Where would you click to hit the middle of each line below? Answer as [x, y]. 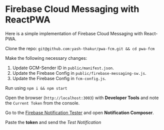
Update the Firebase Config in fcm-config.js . [59, 78]
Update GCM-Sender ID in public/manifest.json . [63, 68]
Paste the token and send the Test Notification [53, 122]
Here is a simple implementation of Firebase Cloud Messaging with [74, 33]
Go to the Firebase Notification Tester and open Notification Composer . [79, 113]
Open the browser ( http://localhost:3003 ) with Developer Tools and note [82, 98]
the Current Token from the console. [42, 103]
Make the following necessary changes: [46, 58]
